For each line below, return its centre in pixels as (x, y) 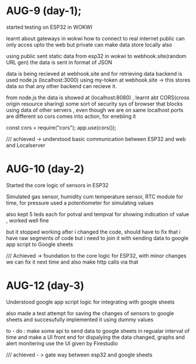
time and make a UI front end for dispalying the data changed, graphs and (95, 337)
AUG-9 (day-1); (44, 11)
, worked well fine (28, 220)
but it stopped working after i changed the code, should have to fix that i (93, 232)
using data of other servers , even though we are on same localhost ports (95, 110)
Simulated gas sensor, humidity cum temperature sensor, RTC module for (95, 196)
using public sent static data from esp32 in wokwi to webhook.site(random (96, 56)
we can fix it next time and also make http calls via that (72, 262)
